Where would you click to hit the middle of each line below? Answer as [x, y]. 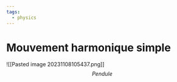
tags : [13, 12]
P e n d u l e [102, 74]
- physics [24, 18]
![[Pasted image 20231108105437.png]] [55, 64]
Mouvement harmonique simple [89, 48]
